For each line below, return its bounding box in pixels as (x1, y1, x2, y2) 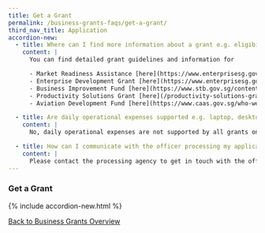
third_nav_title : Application (8, 26, 108, 34)
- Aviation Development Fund (28, 100, 125, 107)
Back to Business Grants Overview (8, 216, 121, 226)
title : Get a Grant (8, 11, 73, 20)
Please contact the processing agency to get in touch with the (28, 157, 245, 165)
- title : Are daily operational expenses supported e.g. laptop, (15, 114, 235, 122)
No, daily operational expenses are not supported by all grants (28, 128, 248, 137)
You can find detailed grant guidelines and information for (28, 56, 235, 64)
